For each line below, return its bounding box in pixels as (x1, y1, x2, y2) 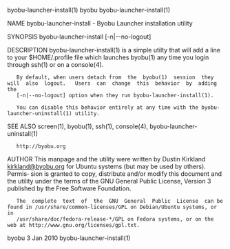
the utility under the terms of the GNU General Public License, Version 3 (7, 177, 211, 185)
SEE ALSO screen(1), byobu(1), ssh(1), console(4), (7, 122, 149, 130)
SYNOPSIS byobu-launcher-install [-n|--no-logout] (7, 32, 151, 41)
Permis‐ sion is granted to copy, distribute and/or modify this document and (7, 170, 222, 178)
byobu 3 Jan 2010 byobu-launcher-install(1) (7, 234, 131, 242)
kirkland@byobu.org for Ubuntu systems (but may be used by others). (7, 162, 207, 170)
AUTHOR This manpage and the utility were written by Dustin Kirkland (7, 155, 206, 163)
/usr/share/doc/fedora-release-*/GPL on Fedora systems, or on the (16, 216, 214, 223)
